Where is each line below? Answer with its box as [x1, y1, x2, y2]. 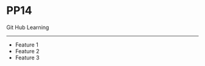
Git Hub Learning [6, 24, 49, 31]
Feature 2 [15, 47, 40, 54]
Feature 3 [15, 54, 40, 61]
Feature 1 [15, 41, 38, 48]
